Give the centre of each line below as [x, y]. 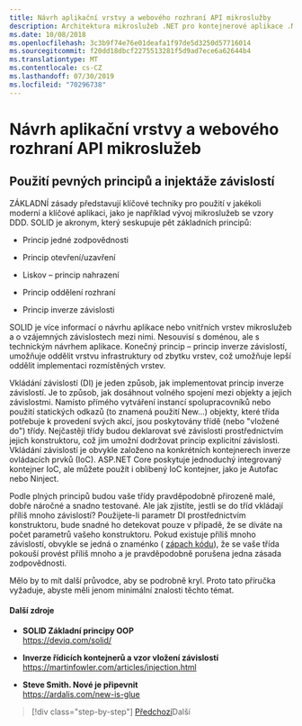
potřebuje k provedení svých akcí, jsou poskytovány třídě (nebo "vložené [145, 421]
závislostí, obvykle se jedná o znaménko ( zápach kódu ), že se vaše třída [145, 544]
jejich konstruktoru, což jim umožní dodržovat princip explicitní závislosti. [145, 440]
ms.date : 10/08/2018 [48, 34]
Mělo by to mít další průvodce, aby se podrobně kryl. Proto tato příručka [142, 580]
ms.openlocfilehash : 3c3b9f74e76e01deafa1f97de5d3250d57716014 [130, 43]
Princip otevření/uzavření [69, 257]
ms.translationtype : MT [54, 59]
